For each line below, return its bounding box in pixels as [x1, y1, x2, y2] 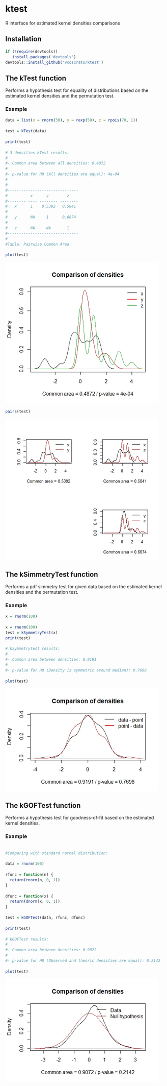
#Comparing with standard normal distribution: [5, 851, 108, 856]
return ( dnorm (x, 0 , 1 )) [10, 899, 60, 904]
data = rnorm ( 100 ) [5, 861, 44, 866]
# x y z [5, 193, 70, 198]
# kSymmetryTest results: [5, 646, 60, 651]
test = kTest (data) [5, 129, 47, 134]
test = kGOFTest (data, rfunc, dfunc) [5, 915, 86, 921]
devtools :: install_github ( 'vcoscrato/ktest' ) [5, 60, 103, 65]
